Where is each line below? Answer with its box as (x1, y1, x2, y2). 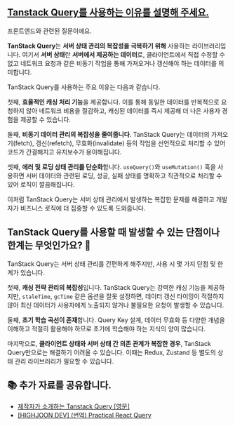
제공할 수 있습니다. (20, 115, 72, 124)
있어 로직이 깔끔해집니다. (7, 180, 75, 188)
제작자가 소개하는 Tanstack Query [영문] (17, 402, 130, 411)
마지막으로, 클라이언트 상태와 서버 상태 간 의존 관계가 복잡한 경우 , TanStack (7, 339, 212, 347)
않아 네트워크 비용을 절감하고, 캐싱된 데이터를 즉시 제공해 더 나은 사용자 (25, 106, 221, 114)
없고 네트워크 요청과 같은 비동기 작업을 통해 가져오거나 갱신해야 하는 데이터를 (7, 59, 217, 67)
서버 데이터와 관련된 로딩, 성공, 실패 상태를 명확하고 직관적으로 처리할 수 (25, 171, 222, 180)
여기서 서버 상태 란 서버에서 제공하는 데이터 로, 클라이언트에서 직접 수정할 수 (22, 50, 226, 58)
